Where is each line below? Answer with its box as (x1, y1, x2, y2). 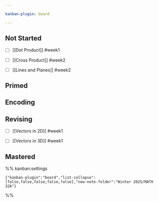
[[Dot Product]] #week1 (12, 47, 60, 53)
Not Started (5, 34, 42, 42)
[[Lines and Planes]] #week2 (12, 67, 71, 73)
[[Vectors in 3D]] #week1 (12, 138, 63, 144)
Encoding (5, 98, 36, 106)
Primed (5, 82, 28, 90)
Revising (5, 115, 33, 123)
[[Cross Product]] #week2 (12, 57, 66, 63)
